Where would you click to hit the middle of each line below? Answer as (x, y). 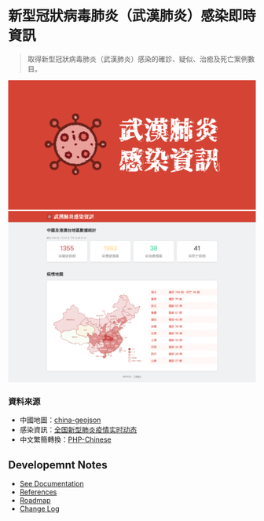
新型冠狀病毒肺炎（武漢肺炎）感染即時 (132, 16)
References (38, 492)
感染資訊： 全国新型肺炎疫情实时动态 (78, 430)
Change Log (40, 509)
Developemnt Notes (58, 465)
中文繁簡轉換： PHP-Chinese (65, 439)
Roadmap (35, 501)
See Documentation (51, 484)
